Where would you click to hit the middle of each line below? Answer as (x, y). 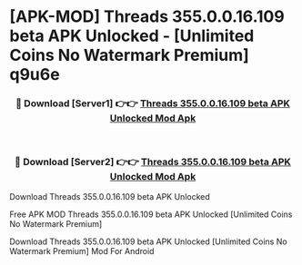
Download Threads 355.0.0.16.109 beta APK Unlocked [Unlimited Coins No (149, 241)
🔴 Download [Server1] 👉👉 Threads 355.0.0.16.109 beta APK (153, 103)
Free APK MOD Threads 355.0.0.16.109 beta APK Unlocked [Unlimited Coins (151, 214)
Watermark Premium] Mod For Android (82, 250)
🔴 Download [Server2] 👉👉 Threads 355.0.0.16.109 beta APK (153, 162)
